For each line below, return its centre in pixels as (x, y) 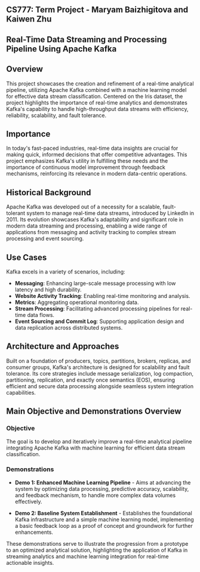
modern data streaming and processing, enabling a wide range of (87, 226)
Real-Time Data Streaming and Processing (87, 39)
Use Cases (27, 257)
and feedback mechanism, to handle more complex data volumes (95, 495)
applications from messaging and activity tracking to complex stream (91, 232)
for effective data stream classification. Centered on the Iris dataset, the (95, 96)
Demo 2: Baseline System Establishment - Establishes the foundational (103, 513)
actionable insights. (30, 562)
